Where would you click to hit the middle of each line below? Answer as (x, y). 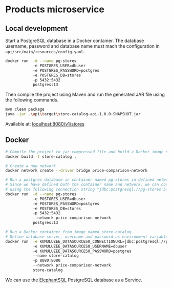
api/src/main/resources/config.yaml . (45, 52)
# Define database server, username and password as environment (76, 237)
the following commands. (32, 100)
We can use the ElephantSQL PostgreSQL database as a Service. (74, 280)
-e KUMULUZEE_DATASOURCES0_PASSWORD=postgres (82, 251)
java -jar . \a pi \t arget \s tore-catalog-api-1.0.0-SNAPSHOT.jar (73, 114)
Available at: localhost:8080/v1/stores (45, 124)
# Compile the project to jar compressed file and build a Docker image (84, 152)
